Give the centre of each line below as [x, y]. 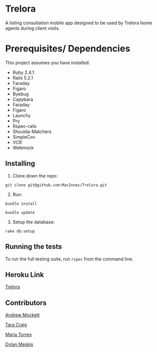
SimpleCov [24, 137]
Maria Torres [18, 335]
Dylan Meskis [19, 344]
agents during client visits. [33, 28]
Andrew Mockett [22, 315]
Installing [20, 164]
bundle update [20, 212]
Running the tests [34, 247]
